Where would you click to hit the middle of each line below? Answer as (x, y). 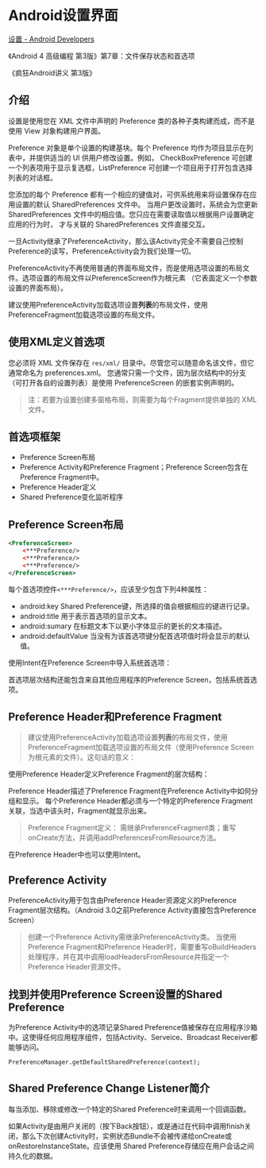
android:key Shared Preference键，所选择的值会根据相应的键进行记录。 (137, 606)
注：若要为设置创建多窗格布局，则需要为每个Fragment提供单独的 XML (142, 399)
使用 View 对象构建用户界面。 (57, 130)
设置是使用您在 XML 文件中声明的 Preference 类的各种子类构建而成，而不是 (132, 121)
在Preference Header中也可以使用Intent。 (77, 855)
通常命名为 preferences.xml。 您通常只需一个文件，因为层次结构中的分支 (127, 373)
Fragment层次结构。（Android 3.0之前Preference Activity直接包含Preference (132, 911)
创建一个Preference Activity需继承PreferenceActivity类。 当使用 (132, 937)
